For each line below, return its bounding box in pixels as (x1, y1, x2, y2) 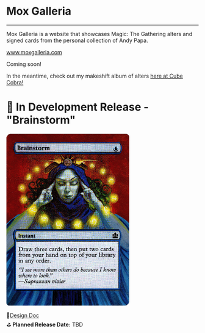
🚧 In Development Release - (6, 100, 149, 114)
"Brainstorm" (6, 113, 76, 127)
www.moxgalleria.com (6, 48, 62, 56)
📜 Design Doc (6, 312, 40, 319)
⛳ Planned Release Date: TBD (6, 321, 84, 328)
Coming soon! (6, 60, 41, 68)
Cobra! (6, 78, 24, 86)
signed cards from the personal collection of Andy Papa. (6, 37, 148, 44)
